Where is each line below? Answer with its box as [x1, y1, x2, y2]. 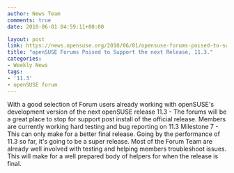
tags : [7, 68, 23, 75]
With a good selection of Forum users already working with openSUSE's [7, 100, 214, 109]
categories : [7, 55, 42, 63]
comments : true [7, 17, 52, 24]
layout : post [7, 36, 45, 43]
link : [7, 43, 23, 50]
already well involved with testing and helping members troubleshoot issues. [7, 144, 227, 153]
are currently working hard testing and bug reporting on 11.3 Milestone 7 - [7, 123, 219, 131]
